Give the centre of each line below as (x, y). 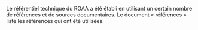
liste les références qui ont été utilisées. (55, 21)
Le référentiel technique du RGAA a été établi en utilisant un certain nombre (99, 9)
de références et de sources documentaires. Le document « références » (96, 15)
